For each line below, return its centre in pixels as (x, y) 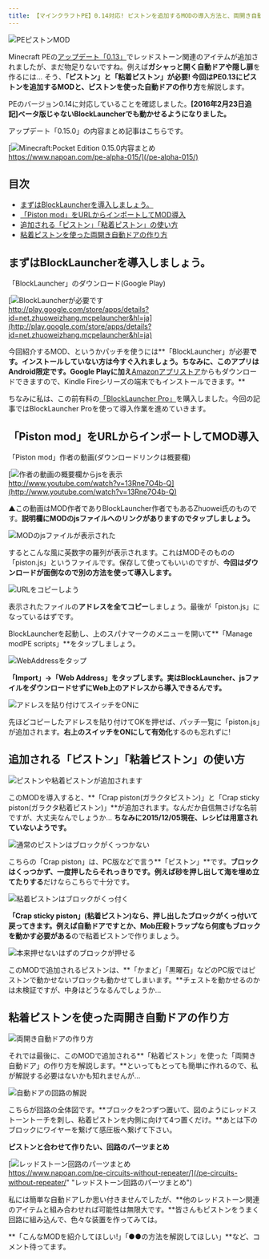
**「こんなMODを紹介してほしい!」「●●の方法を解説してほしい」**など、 (131, 1237)
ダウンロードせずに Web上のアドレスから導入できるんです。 (128, 688)
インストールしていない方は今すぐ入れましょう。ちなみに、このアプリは (140, 362)
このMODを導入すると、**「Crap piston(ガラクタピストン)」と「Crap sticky (134, 797)
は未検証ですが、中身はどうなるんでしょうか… (85, 990)
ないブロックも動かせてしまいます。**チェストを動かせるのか (159, 980)
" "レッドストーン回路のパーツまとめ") (129, 1182)
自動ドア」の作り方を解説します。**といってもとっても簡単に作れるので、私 (133, 1065)
